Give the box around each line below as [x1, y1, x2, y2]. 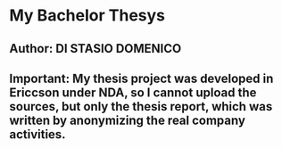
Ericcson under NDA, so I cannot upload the [9, 85, 257, 100]
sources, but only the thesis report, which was [9, 99, 273, 114]
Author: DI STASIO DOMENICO [9, 41, 182, 56]
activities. [9, 127, 66, 142]
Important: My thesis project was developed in [9, 70, 274, 86]
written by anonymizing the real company [9, 112, 245, 127]
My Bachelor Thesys [9, 5, 166, 26]
